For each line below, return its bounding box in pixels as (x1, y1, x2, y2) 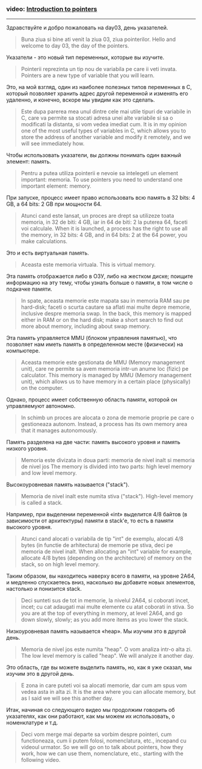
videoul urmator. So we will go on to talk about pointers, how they (20, 744, 183, 751)
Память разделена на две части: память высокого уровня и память (6, 439, 180, 446)
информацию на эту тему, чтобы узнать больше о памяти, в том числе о (6, 279, 193, 286)
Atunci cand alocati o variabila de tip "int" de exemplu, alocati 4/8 (20, 535, 183, 543)
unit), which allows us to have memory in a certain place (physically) (20, 378, 191, 385)
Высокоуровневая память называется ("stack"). (6, 481, 130, 489)
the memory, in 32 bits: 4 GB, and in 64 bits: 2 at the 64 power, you (20, 231, 188, 239)
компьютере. (6, 347, 40, 354)
